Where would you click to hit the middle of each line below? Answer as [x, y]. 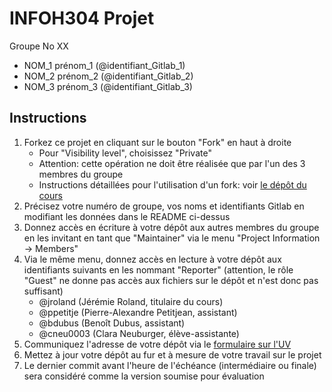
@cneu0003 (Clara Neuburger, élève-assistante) [139, 333]
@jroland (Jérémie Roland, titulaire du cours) [131, 301]
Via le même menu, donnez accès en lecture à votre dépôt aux [152, 259]
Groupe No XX [39, 46]
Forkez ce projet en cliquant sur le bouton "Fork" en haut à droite [157, 142]
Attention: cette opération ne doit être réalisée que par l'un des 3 [172, 163]
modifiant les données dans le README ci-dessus [127, 216]
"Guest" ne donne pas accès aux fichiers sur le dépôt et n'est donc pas [171, 280]
